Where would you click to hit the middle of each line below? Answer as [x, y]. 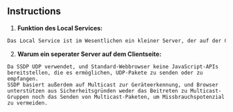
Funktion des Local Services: [60, 28]
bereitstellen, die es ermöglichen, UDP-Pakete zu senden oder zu [105, 73]
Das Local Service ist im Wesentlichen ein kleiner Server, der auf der [114, 41]
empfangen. [23, 79]
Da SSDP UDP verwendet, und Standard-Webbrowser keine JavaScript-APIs [113, 66]
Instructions [34, 11]
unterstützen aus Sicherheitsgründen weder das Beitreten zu [97, 91]
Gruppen [18, 97]
